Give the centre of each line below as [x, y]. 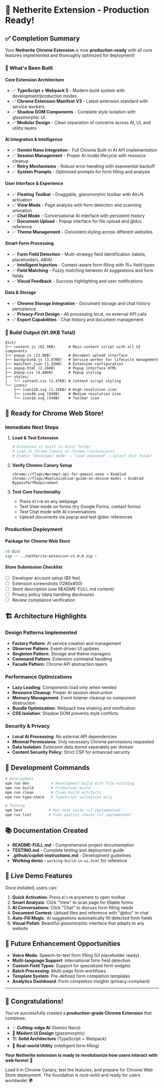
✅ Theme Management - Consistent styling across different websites [82, 232]
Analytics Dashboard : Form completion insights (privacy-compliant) [81, 981]
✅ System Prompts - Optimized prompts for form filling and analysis [81, 172]
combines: [16, 1018]
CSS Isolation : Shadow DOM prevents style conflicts [65, 713]
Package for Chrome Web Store [38, 541]
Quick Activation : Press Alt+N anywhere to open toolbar [69, 897]
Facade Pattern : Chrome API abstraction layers [60, 664]
